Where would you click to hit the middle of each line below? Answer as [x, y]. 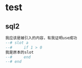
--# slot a [17, 42]
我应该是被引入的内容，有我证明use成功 [41, 38]
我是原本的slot [20, 52]
